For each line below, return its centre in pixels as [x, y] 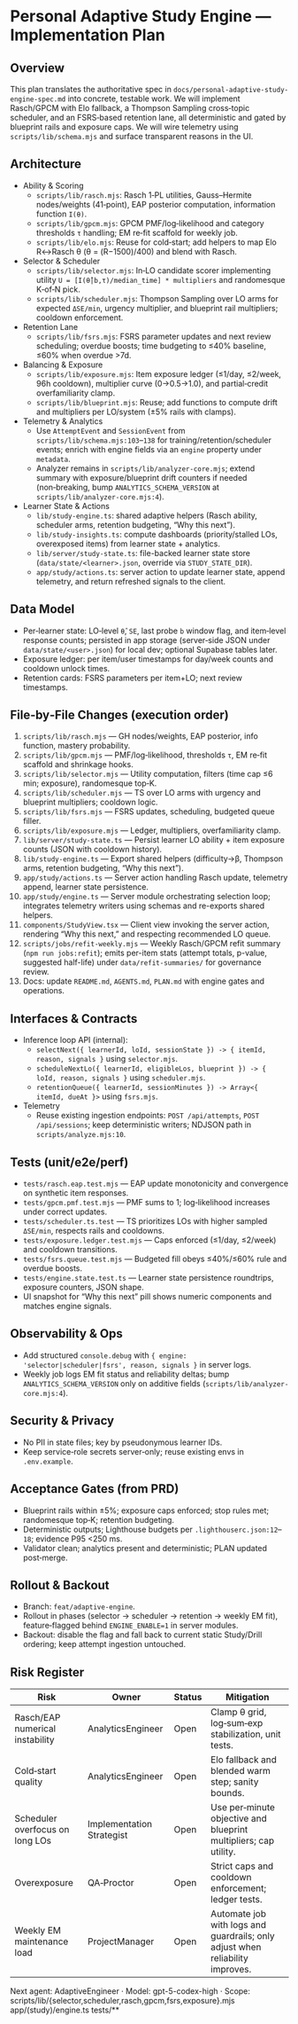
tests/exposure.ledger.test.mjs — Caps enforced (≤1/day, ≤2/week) [149, 1240]
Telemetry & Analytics [63, 421]
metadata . [53, 459]
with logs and [238, 1925]
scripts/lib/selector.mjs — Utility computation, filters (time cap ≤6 [148, 774]
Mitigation [248, 1698]
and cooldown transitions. [70, 1250]
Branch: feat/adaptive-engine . [79, 1606]
